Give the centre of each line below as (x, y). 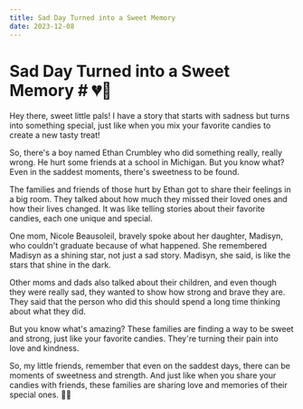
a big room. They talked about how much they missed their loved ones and (148, 200)
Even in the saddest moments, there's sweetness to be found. (124, 172)
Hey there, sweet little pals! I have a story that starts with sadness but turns (150, 116)
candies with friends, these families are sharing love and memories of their (148, 385)
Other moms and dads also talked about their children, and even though (143, 283)
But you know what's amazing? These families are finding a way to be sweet (151, 329)
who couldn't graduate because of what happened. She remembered (138, 246)
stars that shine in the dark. (60, 265)
